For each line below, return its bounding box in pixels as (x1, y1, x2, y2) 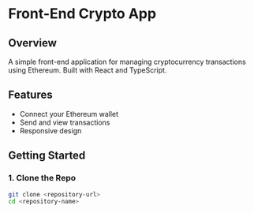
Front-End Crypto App (8, 5, 156, 23)
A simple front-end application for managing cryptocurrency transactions (8, 57, 246, 66)
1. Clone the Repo (8, 173, 77, 184)
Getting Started (8, 149, 86, 163)
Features (8, 88, 53, 102)
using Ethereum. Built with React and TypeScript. (8, 65, 167, 75)
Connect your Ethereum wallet (19, 109, 119, 118)
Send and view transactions (19, 118, 110, 127)
